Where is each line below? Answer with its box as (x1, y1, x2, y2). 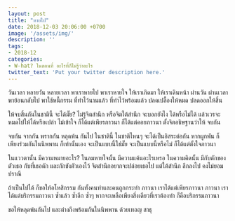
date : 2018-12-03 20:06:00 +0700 (8, 23, 106, 30)
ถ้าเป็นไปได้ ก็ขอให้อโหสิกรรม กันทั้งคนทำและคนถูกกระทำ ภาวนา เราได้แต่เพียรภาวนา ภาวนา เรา (8, 183, 229, 192)
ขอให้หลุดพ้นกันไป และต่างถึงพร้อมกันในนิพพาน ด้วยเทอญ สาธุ (8, 205, 152, 213)
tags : (8, 43, 24, 50)
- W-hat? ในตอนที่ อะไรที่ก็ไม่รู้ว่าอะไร (8, 62, 93, 69)
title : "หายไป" (8, 17, 49, 24)
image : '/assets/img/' (8, 29, 74, 37)
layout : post (8, 10, 46, 17)
